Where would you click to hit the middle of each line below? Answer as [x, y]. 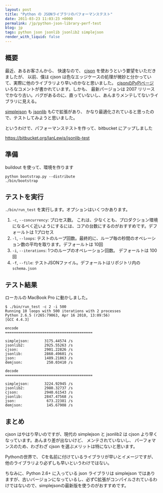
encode [12, 328]
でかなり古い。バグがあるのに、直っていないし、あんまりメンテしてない [78, 95]
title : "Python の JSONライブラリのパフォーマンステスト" [59, 14]
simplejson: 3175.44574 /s [39, 341]
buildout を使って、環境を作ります [39, 167]
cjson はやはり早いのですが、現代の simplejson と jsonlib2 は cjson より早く [81, 434]
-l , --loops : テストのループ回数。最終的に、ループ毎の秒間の [73, 238]
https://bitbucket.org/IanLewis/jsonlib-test [47, 138]
